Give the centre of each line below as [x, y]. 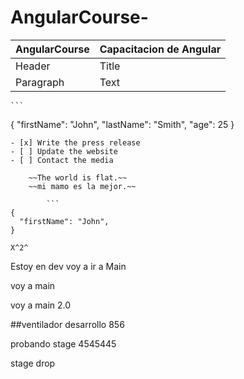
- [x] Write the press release [75, 142]
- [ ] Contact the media [62, 160]
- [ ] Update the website [64, 151]
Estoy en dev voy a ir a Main [68, 266]
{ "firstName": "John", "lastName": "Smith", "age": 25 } [122, 124]
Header [33, 66]
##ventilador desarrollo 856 [67, 324]
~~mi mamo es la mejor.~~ [82, 186]
